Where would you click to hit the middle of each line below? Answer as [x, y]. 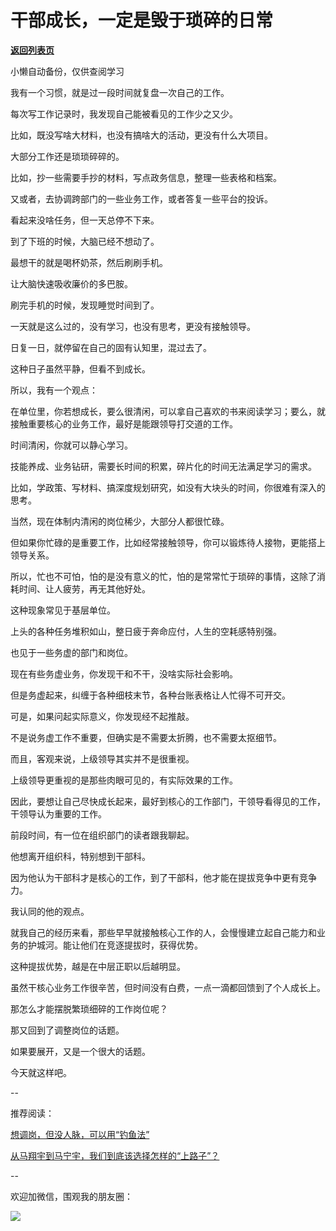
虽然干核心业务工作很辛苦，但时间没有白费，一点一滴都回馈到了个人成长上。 [168, 987]
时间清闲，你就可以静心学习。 [71, 445]
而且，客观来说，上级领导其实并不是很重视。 [102, 758]
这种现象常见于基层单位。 [63, 610]
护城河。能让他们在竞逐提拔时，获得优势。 [115, 945]
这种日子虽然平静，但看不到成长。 [80, 368]
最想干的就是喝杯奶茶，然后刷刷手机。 [89, 262]
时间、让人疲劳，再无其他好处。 [84, 588]
